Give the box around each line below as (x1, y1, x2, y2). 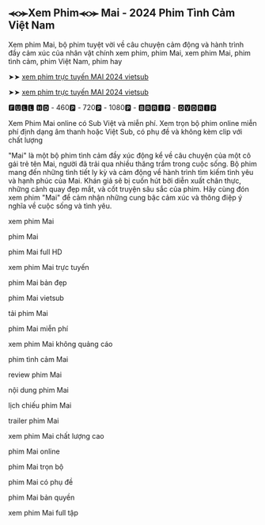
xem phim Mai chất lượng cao (8, 431, 104, 440)
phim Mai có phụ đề (8, 477, 74, 486)
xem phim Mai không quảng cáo (8, 339, 113, 348)
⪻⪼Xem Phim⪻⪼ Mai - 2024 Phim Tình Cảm (8, 6, 236, 20)
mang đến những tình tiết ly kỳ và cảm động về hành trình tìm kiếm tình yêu (8, 167, 254, 177)
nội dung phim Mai (8, 385, 69, 394)
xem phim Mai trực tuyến (8, 262, 89, 272)
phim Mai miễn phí (8, 324, 69, 333)
